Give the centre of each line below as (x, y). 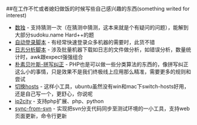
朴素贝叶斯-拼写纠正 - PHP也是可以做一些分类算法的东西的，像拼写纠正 (101, 64)
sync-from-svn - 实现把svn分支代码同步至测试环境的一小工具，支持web (102, 108)
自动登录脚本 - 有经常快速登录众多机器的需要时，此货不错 (85, 42)
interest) (16, 15)
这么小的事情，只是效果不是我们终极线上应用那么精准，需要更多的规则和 (103, 72)
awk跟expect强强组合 (57, 57)
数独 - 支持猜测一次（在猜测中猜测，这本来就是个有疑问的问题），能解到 (102, 27)
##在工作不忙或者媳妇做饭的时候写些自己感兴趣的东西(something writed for (98, 9)
